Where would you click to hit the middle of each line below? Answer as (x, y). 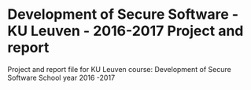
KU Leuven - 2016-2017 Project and (125, 31)
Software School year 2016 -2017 (61, 77)
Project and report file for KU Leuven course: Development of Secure (119, 69)
